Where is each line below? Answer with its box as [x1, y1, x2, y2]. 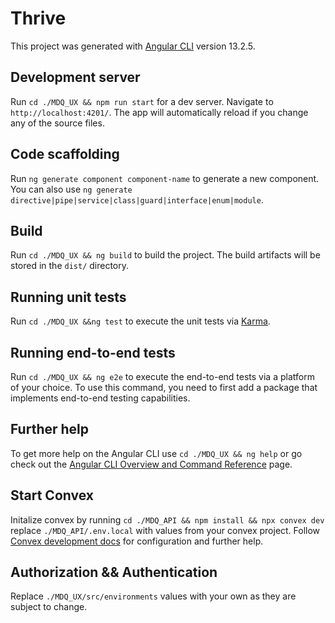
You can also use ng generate [10, 183, 133, 195]
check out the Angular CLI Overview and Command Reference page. [10, 458, 293, 470]
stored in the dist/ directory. [10, 260, 130, 272]
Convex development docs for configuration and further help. [10, 535, 264, 547]
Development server [10, 69, 141, 86]
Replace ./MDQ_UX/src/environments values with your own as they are [10, 590, 297, 602]
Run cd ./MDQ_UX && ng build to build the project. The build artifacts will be [10, 249, 321, 261]
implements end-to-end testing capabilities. [10, 392, 191, 404]
